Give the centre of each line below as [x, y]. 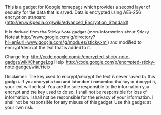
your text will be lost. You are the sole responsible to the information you [77, 87]
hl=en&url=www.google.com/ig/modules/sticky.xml [56, 42]
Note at [12, 37]
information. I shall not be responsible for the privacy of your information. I [79, 97]
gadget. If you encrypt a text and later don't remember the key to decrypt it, [81, 82]
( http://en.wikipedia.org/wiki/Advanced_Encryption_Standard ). [67, 22]
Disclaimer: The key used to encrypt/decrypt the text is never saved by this [80, 76]
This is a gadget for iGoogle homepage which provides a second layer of [78, 7]
